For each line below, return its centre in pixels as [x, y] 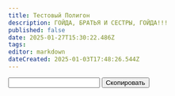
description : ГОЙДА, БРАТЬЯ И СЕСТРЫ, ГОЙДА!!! [88, 23]
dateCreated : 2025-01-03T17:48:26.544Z [74, 60]
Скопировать [126, 82]
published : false [37, 30]
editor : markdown [37, 52]
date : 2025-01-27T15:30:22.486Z [61, 37]
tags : [17, 45]
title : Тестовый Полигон [49, 15]
